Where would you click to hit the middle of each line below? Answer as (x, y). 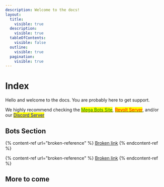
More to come (27, 179)
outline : (19, 47)
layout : (13, 15)
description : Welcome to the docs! (43, 10)
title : (17, 19)
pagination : (22, 57)
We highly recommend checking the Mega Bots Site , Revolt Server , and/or (82, 110)
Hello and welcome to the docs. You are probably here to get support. (77, 100)
